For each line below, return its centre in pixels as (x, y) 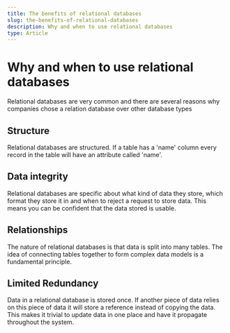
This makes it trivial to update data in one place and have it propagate (107, 315)
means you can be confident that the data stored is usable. (92, 208)
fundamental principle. (39, 261)
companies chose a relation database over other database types (100, 109)
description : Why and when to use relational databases (90, 26)
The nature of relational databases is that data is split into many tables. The (115, 247)
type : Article (28, 33)
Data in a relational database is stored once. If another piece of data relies (113, 300)
